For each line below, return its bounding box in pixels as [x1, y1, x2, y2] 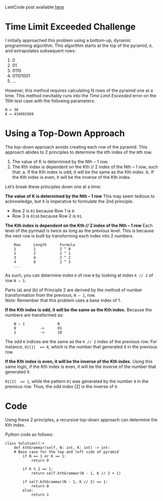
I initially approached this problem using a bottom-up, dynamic [5, 37, 131, 43]
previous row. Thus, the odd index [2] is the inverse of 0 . [5, 383, 119, 389]
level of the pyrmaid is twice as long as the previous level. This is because [5, 227, 154, 234]
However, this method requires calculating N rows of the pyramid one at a [5, 87, 153, 93]
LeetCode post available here [5, 4, 64, 10]
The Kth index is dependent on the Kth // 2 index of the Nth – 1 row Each [5, 222, 153, 228]
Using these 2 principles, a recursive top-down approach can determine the [5, 416, 158, 422]
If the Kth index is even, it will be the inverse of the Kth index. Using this [5, 358, 153, 364]
